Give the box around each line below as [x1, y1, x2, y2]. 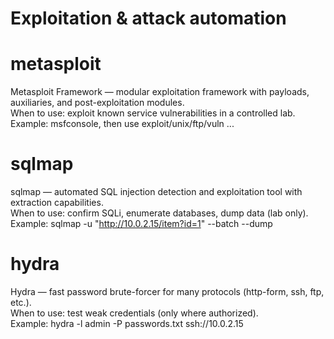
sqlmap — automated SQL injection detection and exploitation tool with [10, 186, 303, 198]
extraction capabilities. [10, 197, 104, 209]
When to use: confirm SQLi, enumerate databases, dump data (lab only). [10, 207, 309, 219]
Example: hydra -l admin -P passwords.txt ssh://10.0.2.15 [10, 318, 244, 329]
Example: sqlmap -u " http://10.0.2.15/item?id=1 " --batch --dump [10, 218, 273, 230]
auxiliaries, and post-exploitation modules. [10, 97, 185, 109]
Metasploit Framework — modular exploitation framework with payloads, [10, 86, 310, 98]
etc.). [10, 297, 32, 308]
